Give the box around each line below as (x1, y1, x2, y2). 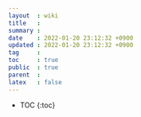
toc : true (8, 57, 59, 64)
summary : (8, 26, 41, 34)
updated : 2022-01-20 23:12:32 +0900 (8, 41, 134, 49)
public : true (8, 64, 59, 72)
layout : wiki (8, 11, 59, 20)
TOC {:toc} (19, 100, 56, 110)
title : (8, 19, 41, 27)
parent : (8, 71, 41, 79)
